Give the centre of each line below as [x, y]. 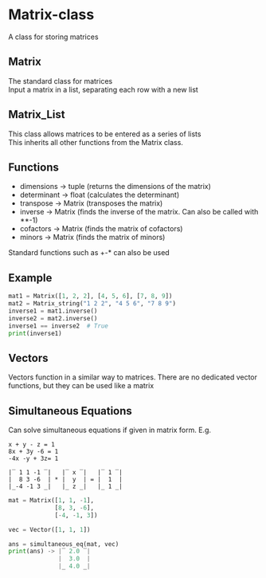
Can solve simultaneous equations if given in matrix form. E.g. [110, 430]
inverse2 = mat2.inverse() [53, 318]
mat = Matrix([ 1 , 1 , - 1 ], [51, 501]
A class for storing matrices [53, 37]
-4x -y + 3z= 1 [33, 459]
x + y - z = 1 [32, 445]
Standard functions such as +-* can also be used [89, 253]
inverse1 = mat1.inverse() [53, 311]
